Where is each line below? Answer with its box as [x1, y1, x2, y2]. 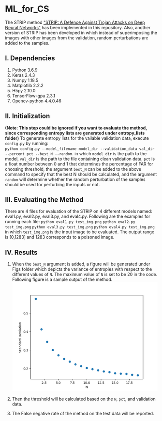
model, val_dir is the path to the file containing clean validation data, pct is [5, 156, 155, 162]
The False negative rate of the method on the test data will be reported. [12, 411, 154, 417]
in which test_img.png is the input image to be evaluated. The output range [5, 229, 155, 235]
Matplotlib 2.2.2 [12, 82, 44, 88]
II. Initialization [5, 112, 50, 120]
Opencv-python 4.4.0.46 [12, 98, 61, 104]
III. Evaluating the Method [5, 195, 84, 204]
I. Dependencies [5, 54, 55, 63]
